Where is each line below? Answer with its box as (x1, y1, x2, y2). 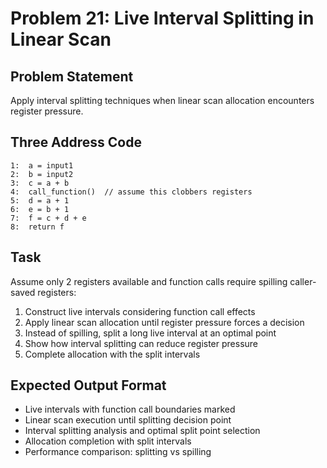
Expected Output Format (10, 377, 167, 394)
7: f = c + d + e (10, 213, 87, 223)
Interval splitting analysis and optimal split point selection (24, 425, 261, 437)
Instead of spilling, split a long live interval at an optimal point (24, 327, 277, 339)
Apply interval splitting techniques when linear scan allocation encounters (10, 95, 315, 106)
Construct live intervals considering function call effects (24, 305, 256, 317)
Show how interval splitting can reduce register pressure (24, 337, 259, 349)
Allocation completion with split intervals (24, 435, 192, 447)
